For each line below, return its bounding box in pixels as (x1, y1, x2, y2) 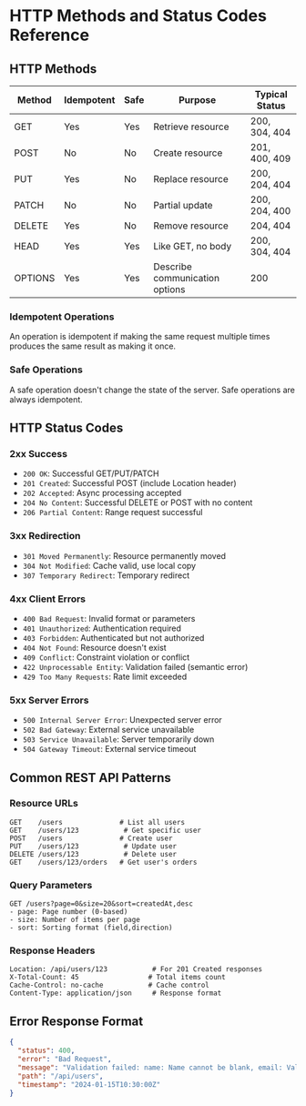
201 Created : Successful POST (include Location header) (22, 478, 237, 489)
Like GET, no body (153, 240, 232, 252)
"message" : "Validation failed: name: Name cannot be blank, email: (17, 1062, 283, 1072)
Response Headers (9, 944, 96, 957)
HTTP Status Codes (9, 420, 124, 435)
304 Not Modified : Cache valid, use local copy (22, 560, 197, 571)
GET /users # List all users (9, 817, 185, 827)
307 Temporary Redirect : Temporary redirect (22, 570, 189, 581)
